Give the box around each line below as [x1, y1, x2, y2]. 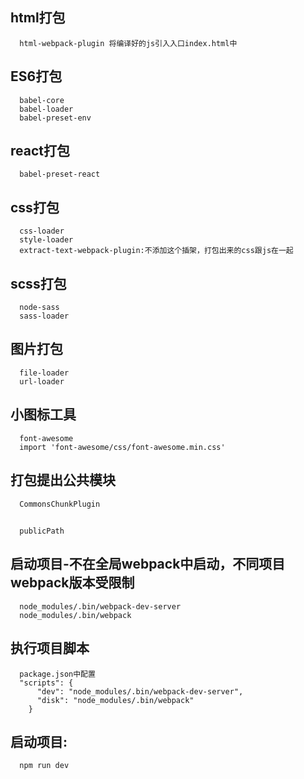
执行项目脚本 [10, 640, 90, 657]
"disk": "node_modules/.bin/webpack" [36, 695, 195, 705]
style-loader [19, 235, 74, 245]
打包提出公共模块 [10, 472, 116, 489]
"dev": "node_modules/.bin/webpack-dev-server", [36, 686, 244, 697]
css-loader [19, 226, 65, 237]
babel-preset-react [19, 169, 101, 180]
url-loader [19, 376, 65, 387]
